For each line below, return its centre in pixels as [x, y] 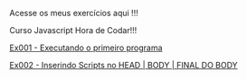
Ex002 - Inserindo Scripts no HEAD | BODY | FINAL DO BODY [123, 65]
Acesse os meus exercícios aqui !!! [74, 13]
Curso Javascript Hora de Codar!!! [73, 30]
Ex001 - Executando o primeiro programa [86, 48]
